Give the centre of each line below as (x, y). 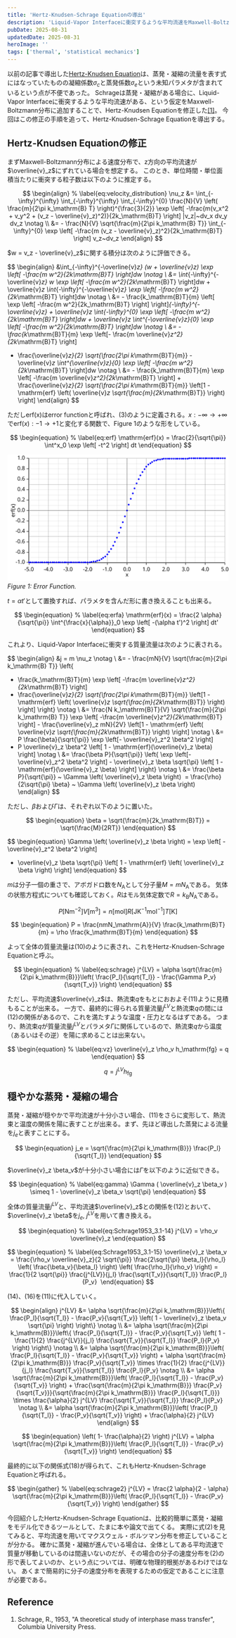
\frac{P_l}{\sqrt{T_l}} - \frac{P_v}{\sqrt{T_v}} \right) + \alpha (97, 1355)
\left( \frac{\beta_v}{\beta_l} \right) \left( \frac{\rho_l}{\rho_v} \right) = (118, 1266)
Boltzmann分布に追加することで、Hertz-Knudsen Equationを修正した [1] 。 (114, 110)
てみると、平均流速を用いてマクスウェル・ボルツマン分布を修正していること (118, 1535)
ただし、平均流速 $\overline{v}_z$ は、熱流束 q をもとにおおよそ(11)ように (112, 999)
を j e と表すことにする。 (40, 1133)
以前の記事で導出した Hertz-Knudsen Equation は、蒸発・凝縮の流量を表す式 (117, 74)
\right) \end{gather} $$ (136, 1504)
